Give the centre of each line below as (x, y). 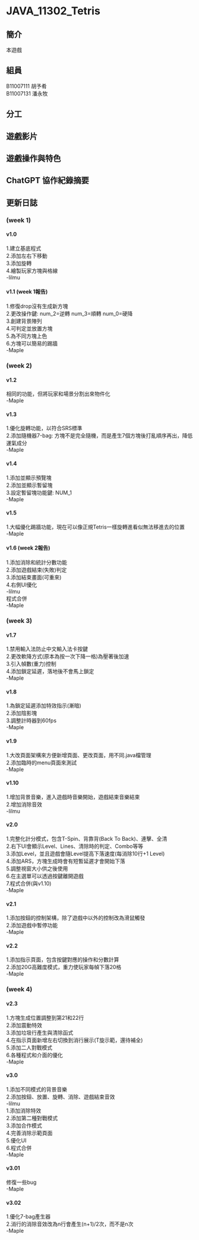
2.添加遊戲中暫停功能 (32, 926)
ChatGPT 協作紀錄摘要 (48, 181)
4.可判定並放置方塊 (29, 329)
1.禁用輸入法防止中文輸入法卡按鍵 (47, 649)
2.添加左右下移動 (27, 255)
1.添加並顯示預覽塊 (29, 477)
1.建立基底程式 (24, 248)
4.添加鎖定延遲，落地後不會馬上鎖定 (50, 671)
